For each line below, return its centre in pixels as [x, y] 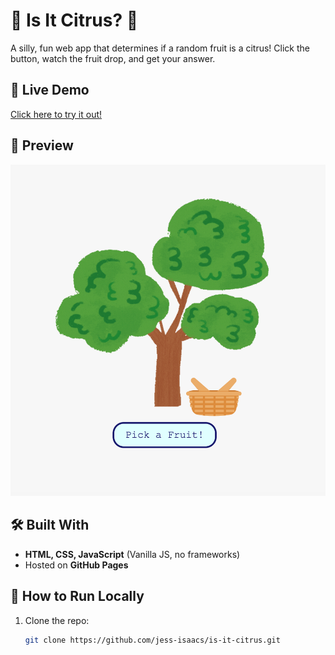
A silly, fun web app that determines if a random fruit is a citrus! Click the [160, 48]
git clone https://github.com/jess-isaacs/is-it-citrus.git [152, 640]
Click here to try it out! [56, 114]
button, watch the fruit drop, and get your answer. [113, 58]
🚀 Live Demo [50, 90]
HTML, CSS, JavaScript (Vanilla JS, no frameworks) [132, 554]
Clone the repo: [57, 620]
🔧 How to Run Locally [77, 596]
